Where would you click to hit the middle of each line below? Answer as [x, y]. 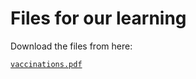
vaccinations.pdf [46, 64]
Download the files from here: [71, 46]
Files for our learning [98, 18]
